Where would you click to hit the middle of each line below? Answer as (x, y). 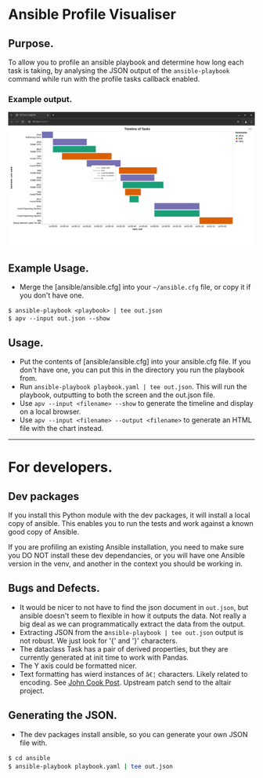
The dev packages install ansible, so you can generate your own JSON (133, 734)
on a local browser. (50, 412)
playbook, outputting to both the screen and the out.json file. (117, 395)
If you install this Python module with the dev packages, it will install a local (129, 515)
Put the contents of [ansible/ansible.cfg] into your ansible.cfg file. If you (135, 362)
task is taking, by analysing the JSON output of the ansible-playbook (119, 71)
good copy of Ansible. (44, 532)
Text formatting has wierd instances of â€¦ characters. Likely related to (133, 674)
